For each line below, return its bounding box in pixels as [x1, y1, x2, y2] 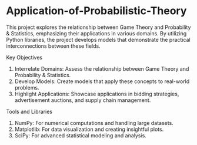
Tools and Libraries [6, 108, 53, 115]
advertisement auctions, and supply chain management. [14, 96, 151, 104]
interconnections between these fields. [6, 42, 101, 50]
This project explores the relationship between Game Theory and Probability [6, 24, 191, 31]
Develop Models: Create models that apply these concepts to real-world [14, 78, 190, 85]
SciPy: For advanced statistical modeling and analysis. [14, 131, 147, 139]
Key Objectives [6, 54, 43, 61]
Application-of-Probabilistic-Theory [6, 4, 187, 18]
